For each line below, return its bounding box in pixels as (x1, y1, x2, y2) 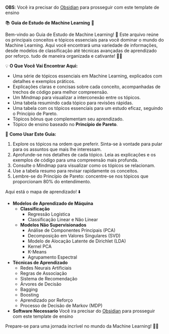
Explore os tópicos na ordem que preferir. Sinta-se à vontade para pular (12, 141, 163, 147)
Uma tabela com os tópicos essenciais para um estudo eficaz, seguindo (12, 105, 163, 111)
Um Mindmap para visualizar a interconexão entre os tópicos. (12, 95, 141, 100)
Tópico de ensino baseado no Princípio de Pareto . (12, 121, 118, 127)
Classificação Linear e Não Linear (27, 217, 98, 222)
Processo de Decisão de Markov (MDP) (20, 303, 103, 308)
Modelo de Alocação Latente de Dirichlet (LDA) (27, 238, 126, 244)
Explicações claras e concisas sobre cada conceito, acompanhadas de (12, 83, 161, 90)
